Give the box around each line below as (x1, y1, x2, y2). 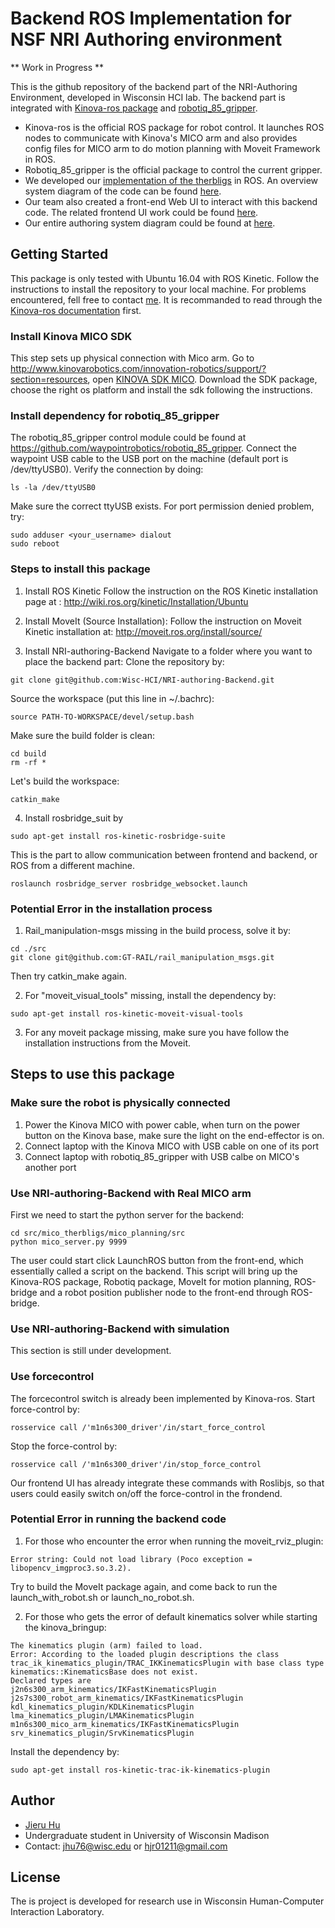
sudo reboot (10, 539, 60, 549)
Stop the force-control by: (10, 1440, 118, 1452)
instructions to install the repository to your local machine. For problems (10, 283, 307, 295)
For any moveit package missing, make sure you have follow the (24, 1026, 290, 1038)
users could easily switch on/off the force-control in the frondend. (10, 1487, 283, 1499)
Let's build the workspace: (10, 775, 120, 787)
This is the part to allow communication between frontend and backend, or (10, 848, 318, 861)
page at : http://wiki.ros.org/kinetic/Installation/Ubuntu (24, 595, 249, 607)
